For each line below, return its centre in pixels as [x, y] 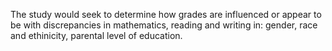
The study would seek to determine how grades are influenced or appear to [166, 14]
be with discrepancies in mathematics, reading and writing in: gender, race [164, 25]
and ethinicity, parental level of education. [96, 35]
